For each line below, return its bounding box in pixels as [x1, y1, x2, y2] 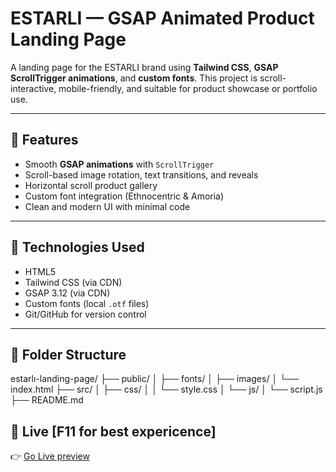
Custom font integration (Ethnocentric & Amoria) [24, 190, 225, 202]
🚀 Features [10, 132, 79, 149]
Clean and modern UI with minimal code [24, 200, 191, 212]
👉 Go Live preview [10, 450, 90, 462]
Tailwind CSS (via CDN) [24, 276, 123, 288]
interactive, [10, 82, 57, 94]
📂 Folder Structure [10, 346, 127, 363]
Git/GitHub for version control [24, 308, 147, 320]
